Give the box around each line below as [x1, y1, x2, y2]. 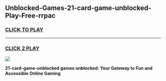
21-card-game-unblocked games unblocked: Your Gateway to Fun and [5, 65, 153, 71]
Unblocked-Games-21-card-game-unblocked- [5, 4, 152, 12]
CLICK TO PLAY [5, 27, 43, 33]
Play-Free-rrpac [5, 12, 56, 20]
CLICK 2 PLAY [5, 45, 40, 52]
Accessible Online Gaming [5, 70, 61, 76]
